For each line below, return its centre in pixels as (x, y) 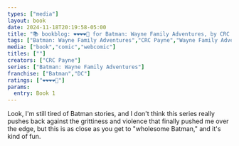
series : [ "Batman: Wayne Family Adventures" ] (76, 67)
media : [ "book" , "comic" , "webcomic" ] (62, 47)
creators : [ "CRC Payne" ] (44, 61)
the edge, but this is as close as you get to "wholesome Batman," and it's (114, 129)
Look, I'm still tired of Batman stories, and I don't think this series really (111, 114)
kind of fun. (24, 137)
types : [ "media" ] (33, 14)
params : (19, 87)
